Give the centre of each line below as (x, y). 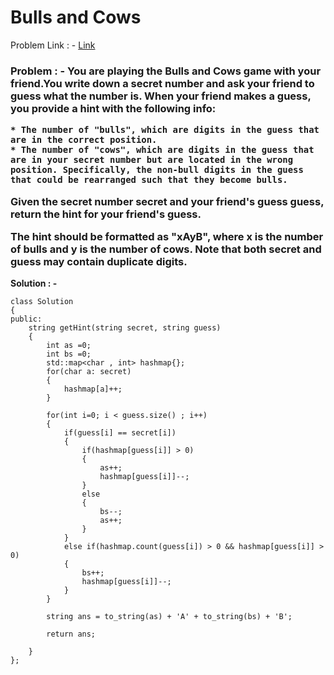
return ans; (71, 634)
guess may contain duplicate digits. (99, 261)
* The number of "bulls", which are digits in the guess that (165, 130)
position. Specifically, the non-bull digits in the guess (157, 170)
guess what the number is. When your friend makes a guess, (161, 96)
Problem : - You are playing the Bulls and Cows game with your (166, 71)
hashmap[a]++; (93, 389)
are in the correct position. (84, 140)
